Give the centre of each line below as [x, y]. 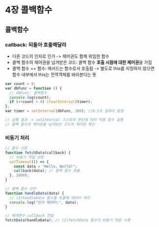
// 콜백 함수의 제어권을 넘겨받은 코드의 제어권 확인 [50, 124]
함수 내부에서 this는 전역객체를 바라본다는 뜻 [54, 74]
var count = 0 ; [20, 83]
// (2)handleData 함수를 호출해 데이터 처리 [50, 198]
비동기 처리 [17, 138]
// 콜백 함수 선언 [21, 189]
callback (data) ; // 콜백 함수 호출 [47, 171]
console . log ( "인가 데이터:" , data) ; [44, 202]
